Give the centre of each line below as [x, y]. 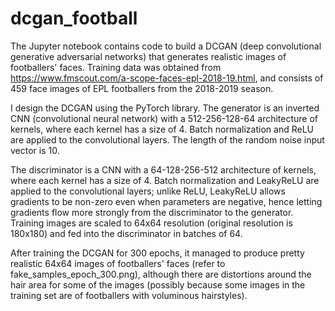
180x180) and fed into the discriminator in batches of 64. [126, 233]
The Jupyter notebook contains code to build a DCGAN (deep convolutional [166, 46]
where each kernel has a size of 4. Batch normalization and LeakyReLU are [165, 180]
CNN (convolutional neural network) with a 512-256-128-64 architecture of [164, 118]
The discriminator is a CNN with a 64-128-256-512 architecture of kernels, [163, 169]
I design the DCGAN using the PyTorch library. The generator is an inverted [165, 108]
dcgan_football [74, 18]
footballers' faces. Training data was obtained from [116, 67]
